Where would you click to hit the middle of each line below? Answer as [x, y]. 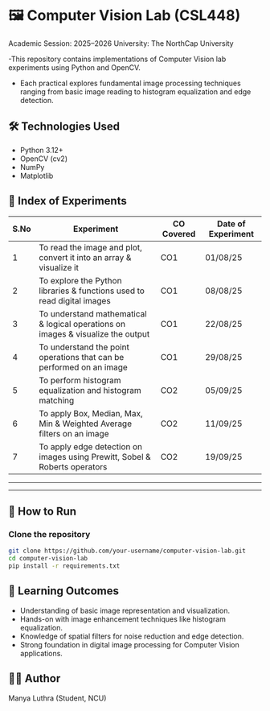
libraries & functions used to [92, 291]
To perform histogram [80, 380]
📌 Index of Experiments [67, 201]
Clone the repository [49, 534]
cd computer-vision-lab [48, 559]
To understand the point [84, 347]
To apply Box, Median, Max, [91, 413]
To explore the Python [80, 280]
